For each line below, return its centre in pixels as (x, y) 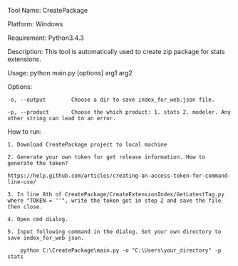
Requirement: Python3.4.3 (46, 38)
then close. (25, 207)
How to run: (25, 132)
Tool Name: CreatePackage (47, 10)
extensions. (24, 59)
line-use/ (22, 182)
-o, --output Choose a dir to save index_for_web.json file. (111, 100)
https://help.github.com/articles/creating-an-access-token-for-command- (119, 176)
